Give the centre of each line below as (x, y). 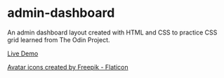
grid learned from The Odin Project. (59, 39)
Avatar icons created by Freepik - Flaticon (68, 67)
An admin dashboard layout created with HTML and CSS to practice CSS (112, 32)
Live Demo (23, 53)
